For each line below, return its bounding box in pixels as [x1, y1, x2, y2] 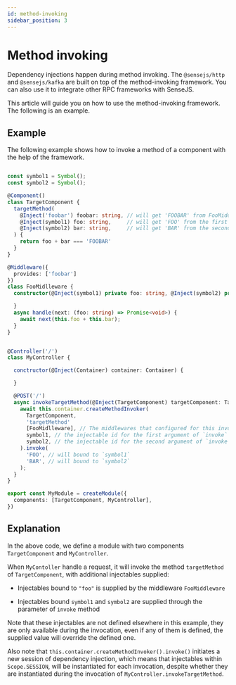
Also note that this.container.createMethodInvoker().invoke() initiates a [7, 647, 220, 655]
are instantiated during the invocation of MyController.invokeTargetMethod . [7, 670, 224, 678]
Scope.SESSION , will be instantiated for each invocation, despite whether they [7, 662, 228, 670]
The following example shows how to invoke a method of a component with [7, 146, 226, 154]
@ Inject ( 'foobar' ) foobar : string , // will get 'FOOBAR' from [20, 212, 206, 219]
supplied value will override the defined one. [7, 633, 136, 641]
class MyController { [7, 354, 71, 361]
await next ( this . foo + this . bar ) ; [20, 315, 121, 322]
